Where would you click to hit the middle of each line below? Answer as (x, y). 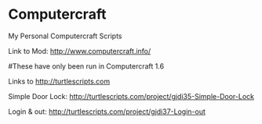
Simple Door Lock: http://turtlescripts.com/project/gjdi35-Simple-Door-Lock (131, 96)
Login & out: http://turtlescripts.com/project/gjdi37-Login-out (107, 112)
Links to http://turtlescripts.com (59, 81)
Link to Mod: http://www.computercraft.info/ (80, 51)
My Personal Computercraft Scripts (65, 36)
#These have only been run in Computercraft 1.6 (86, 66)
